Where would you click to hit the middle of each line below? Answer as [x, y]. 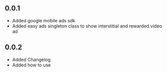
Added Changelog [31, 59]
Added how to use [31, 65]
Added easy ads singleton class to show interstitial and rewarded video [87, 26]
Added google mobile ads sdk [44, 20]
